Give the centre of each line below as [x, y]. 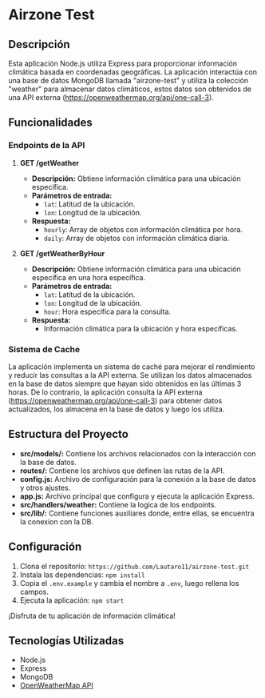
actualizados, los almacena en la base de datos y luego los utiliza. [117, 409]
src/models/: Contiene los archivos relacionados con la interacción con [138, 453]
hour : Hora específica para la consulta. [107, 311]
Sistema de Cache [44, 349]
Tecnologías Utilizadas [66, 641]
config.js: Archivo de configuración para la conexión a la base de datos [138, 479]
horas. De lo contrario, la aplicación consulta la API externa [105, 392]
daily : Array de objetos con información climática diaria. [136, 238]
